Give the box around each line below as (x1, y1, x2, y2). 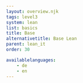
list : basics (6, 25, 38, 31)
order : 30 (6, 47, 30, 53)
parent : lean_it (6, 41, 46, 47)
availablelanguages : (6, 57, 57, 63)
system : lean (6, 19, 38, 25)
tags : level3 (6, 14, 38, 20)
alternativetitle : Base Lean (6, 36, 77, 41)
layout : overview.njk (6, 8, 59, 15)
